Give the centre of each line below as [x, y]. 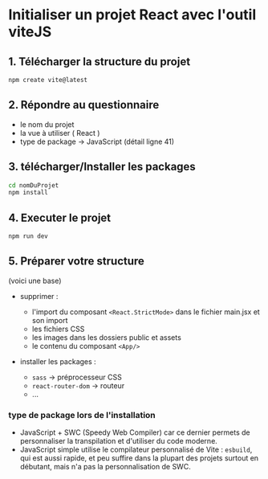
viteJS [30, 32]
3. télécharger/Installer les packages [102, 167]
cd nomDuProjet [34, 185]
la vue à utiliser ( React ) [60, 133]
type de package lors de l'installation [82, 415]
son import [50, 320]
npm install [28, 193]
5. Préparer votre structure [76, 262]
